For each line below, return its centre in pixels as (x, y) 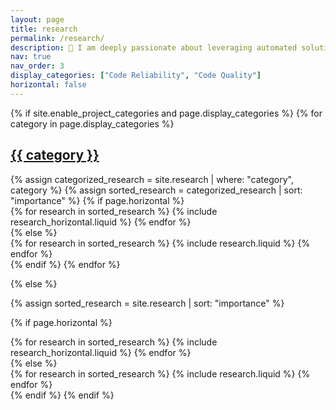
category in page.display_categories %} (92, 123)
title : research (44, 29)
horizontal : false (48, 85)
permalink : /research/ (57, 38)
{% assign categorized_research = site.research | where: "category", (152, 179)
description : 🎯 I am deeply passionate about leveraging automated (154, 47)
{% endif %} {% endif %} (62, 395)
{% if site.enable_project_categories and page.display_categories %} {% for (166, 113)
